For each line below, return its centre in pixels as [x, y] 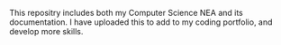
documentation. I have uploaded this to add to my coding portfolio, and [141, 22]
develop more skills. [46, 31]
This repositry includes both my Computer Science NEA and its [126, 13]
